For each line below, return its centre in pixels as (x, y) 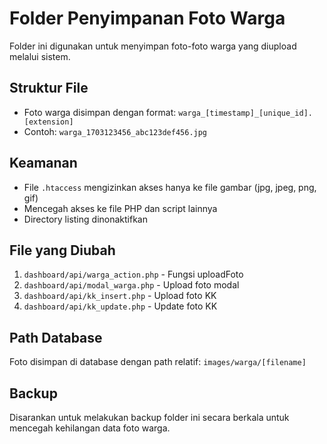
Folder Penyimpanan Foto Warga (147, 18)
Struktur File (49, 88)
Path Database (56, 337)
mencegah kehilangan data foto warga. (90, 428)
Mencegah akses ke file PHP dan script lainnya (120, 208)
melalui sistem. (40, 56)
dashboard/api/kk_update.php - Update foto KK (120, 306)
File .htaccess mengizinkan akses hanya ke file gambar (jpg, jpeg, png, (170, 187)
